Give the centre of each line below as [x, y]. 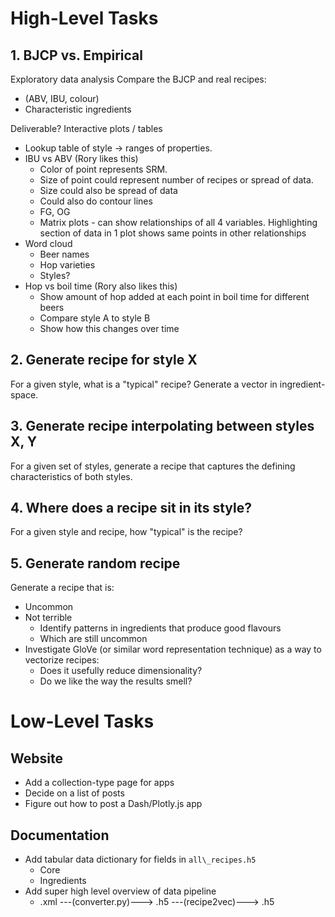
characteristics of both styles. [71, 476]
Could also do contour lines [96, 201]
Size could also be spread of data [108, 190]
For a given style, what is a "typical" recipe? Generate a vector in [144, 384]
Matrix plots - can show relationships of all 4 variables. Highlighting [178, 222]
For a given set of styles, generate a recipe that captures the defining [153, 466]
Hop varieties [67, 265]
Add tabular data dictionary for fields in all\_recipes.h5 [140, 859]
